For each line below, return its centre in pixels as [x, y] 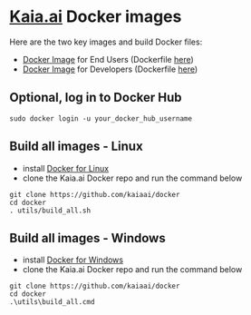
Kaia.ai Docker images [96, 17]
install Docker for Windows [73, 260]
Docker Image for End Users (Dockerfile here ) [108, 59]
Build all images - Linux [76, 147]
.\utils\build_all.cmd [52, 302]
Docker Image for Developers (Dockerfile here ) [110, 69]
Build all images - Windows [87, 238]
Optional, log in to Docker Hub [96, 98]
